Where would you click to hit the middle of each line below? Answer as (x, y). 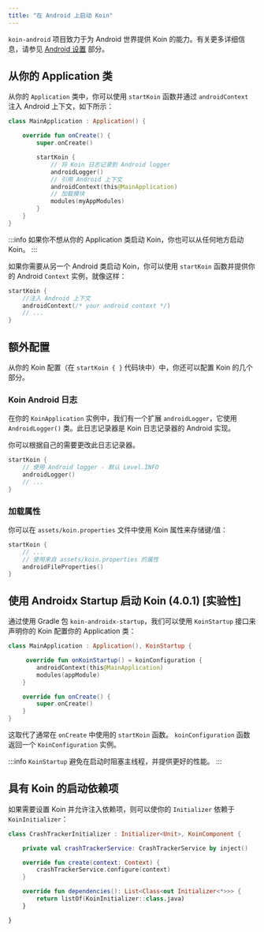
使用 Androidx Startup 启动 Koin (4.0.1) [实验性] (125, 601)
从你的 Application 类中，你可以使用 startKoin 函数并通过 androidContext (128, 96)
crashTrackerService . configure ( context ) (104, 870)
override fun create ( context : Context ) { (91, 862)
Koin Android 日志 (43, 400)
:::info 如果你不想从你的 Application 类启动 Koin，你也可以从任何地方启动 (126, 239)
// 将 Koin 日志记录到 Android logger (110, 164)
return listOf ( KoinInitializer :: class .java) (111, 899)
